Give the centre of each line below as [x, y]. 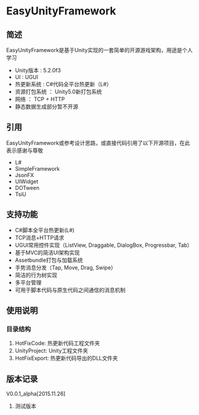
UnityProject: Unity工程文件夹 [51, 351]
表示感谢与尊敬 [25, 150]
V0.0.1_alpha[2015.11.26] [36, 394]
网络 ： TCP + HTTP [40, 99]
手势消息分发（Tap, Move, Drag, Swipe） [66, 267]
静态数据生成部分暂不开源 [46, 107]
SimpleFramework [37, 168]
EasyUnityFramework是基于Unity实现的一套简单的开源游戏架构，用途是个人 [99, 50]
